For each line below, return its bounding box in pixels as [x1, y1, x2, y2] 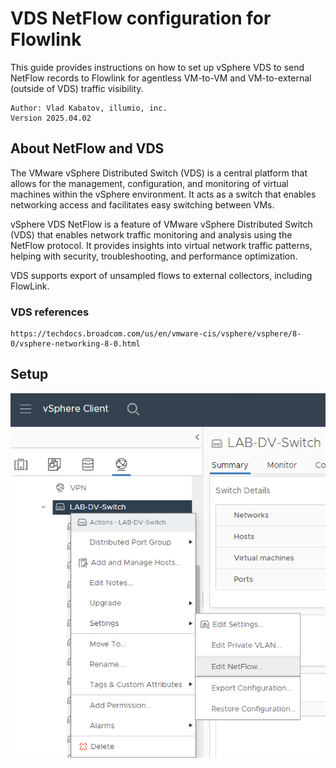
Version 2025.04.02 [10, 113, 92, 123]
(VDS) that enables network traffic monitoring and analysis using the [10, 228, 293, 241]
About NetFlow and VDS [10, 140, 165, 157]
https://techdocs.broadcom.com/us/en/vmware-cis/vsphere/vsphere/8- [10, 329, 302, 339]
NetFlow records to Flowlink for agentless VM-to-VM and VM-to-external [10, 72, 312, 84]
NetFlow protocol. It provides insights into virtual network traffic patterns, [10, 239, 313, 251]
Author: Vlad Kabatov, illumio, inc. [10, 103, 168, 113]
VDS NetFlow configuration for [10, 7, 272, 30]
